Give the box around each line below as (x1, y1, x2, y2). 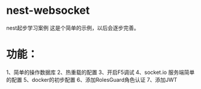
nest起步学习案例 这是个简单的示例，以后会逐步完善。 (6, 24, 140, 31)
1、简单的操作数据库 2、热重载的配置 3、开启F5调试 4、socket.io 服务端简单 (6, 69, 195, 76)
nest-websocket (6, 4, 90, 17)
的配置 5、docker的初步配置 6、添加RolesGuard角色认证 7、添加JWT (6, 76, 178, 83)
